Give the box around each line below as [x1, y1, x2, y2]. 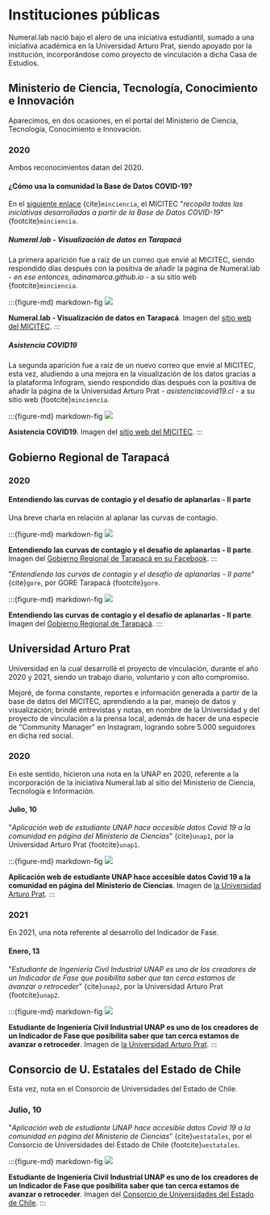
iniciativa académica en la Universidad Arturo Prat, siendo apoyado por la [8, 40, 252, 50]
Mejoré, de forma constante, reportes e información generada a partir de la [8, 688, 258, 698]
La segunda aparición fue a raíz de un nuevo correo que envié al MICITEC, [8, 361, 256, 371]
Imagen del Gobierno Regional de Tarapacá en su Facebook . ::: [8, 553, 218, 563]
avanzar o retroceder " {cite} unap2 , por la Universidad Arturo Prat [8, 981, 223, 991]
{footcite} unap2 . [8, 990, 60, 999]
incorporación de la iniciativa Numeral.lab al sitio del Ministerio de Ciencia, [8, 777, 256, 787]
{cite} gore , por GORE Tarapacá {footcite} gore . [8, 577, 160, 587]
